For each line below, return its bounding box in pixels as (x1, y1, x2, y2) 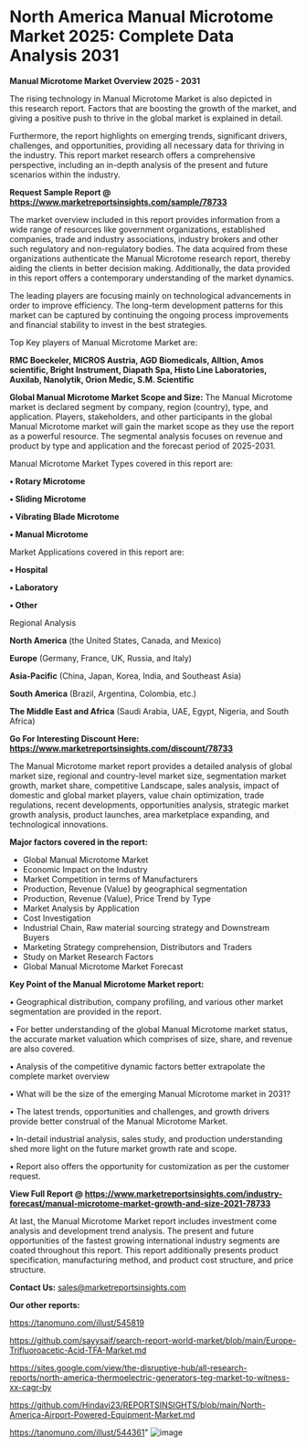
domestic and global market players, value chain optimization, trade (9, 789, 265, 800)
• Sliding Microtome (9, 493, 87, 504)
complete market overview (9, 1071, 110, 1082)
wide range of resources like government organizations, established (9, 224, 266, 235)
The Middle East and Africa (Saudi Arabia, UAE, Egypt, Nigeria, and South (9, 705, 290, 716)
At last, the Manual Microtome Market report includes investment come (9, 1215, 277, 1226)
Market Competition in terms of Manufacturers (22, 873, 198, 884)
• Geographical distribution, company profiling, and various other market (9, 996, 284, 1007)
